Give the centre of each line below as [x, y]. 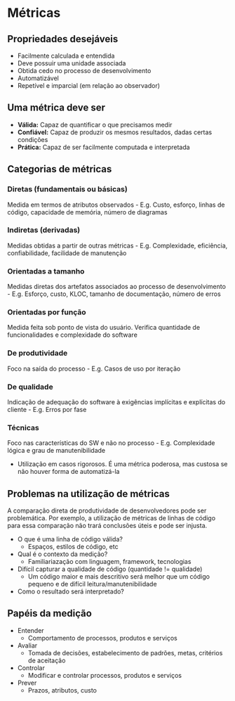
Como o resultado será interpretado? [71, 591]
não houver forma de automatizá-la [68, 472]
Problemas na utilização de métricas [88, 494]
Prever [27, 683]
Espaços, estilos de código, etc [73, 547]
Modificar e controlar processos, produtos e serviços [105, 675]
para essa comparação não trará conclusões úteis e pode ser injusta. [107, 526]
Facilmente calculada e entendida [66, 56]
